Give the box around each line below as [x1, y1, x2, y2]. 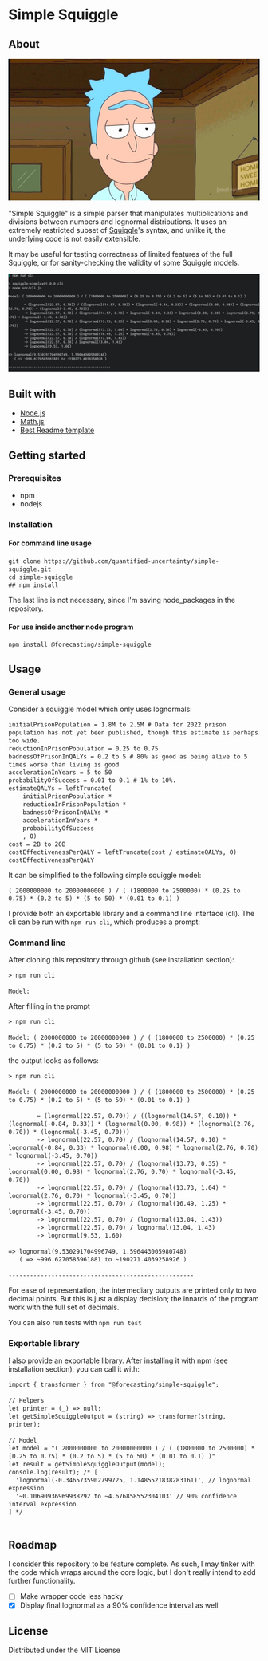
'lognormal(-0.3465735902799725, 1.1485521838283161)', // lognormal [15, 1477, 251, 1485]
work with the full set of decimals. [8, 1302, 120, 1313]
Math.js [19, 417, 45, 427]
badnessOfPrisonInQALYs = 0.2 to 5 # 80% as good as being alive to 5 [8, 752, 248, 761]
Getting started [8, 448, 86, 462]
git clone [8, 557, 41, 565]
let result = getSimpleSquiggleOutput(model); [8, 1461, 166, 1469]
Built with [8, 387, 57, 400]
